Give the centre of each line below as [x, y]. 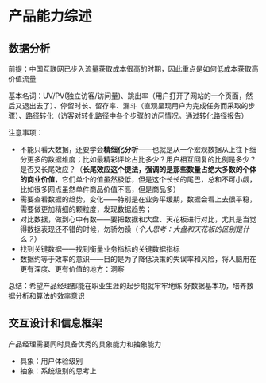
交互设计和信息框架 [55, 323]
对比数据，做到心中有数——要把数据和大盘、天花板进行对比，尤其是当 [135, 219]
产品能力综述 [50, 16]
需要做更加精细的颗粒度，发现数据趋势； [86, 209]
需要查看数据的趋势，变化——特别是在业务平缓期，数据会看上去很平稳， [138, 199]
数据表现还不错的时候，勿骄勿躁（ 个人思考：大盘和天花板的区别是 [135, 229]
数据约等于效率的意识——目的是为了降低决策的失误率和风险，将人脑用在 [138, 259]
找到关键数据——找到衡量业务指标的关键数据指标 [100, 249]
